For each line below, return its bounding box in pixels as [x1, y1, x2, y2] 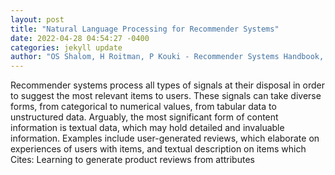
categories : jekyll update [10, 42, 123, 53]
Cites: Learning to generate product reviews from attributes [10, 154, 255, 166]
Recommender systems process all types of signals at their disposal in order [10, 79, 326, 91]
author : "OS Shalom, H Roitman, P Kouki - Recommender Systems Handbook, [10, 52, 325, 62]
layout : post [10, 14, 65, 25]
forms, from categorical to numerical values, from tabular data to [10, 101, 277, 113]
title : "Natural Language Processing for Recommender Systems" [10, 24, 280, 34]
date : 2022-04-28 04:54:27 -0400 [10, 33, 150, 43]
